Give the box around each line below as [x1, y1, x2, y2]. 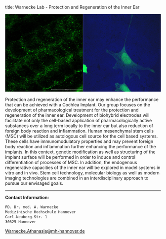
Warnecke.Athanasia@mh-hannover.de [5, 228, 85, 234]
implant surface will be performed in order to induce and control [5, 154, 136, 160]
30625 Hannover [5, 219, 37, 224]
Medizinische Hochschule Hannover [5, 209, 77, 214]
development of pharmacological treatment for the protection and [5, 107, 139, 113]
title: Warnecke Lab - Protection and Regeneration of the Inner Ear [5, 4, 140, 10]
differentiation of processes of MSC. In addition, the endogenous [5, 159, 137, 165]
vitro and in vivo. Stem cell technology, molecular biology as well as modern [5, 170, 160, 175]
